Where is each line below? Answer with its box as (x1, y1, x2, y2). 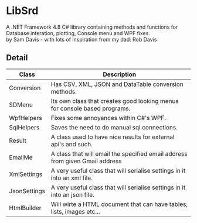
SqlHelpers (9, 123, 40, 131)
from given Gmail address (50, 157, 122, 165)
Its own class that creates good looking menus (50, 97, 179, 105)
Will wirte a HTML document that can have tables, (50, 200, 188, 208)
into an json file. (50, 190, 95, 198)
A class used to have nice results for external (50, 133, 175, 141)
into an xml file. (50, 174, 93, 182)
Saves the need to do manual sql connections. (50, 123, 178, 131)
